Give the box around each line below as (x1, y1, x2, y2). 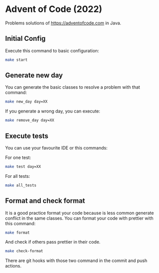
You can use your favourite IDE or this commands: (5, 145, 108, 150)
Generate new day (5, 71, 63, 80)
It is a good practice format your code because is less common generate (5, 210, 154, 216)
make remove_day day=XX (5, 118, 55, 123)
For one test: (5, 154, 31, 160)
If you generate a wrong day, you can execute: (5, 108, 100, 114)
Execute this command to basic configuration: (5, 47, 99, 53)
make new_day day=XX (5, 99, 48, 104)
